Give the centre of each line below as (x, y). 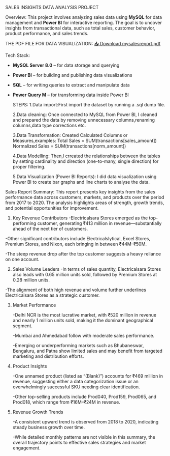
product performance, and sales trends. (47, 33)
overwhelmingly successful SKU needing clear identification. (76, 387)
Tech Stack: (18, 55)
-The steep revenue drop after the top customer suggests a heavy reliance (83, 254)
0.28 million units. (31, 280)
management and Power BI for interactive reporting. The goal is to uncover (84, 23)
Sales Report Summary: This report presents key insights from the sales (80, 192)
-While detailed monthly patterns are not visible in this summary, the (84, 437)
